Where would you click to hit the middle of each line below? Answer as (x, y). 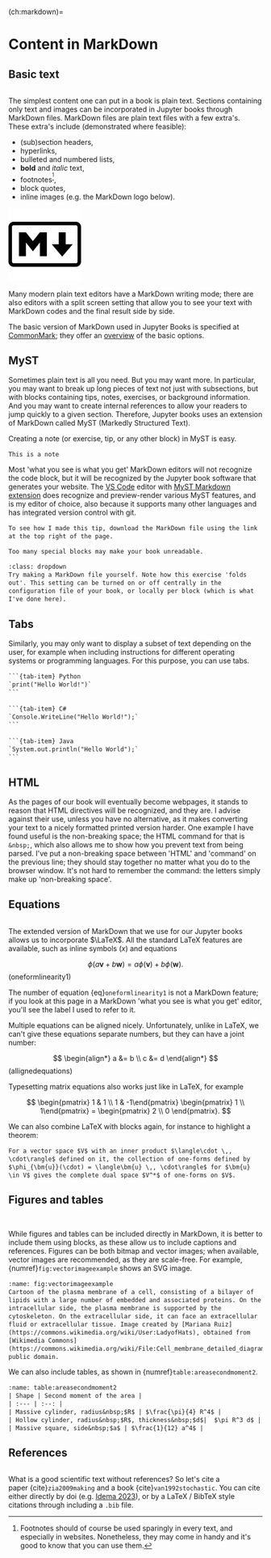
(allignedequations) (40, 1071)
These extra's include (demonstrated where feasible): (98, 126)
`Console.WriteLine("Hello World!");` (73, 717)
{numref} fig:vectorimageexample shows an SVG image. (100, 1268)
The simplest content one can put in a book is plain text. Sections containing (135, 101)
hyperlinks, (39, 151)
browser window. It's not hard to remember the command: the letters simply (134, 870)
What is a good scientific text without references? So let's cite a (114, 1479)
